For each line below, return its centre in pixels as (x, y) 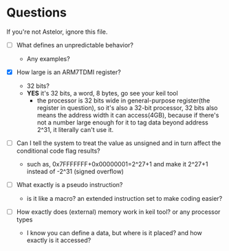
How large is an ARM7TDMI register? (68, 72)
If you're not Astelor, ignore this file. (57, 32)
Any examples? (48, 59)
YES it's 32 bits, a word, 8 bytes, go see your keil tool (102, 94)
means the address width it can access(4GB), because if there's (128, 116)
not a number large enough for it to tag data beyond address (123, 122)
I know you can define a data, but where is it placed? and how (114, 233)
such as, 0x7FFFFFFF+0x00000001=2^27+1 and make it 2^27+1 (117, 164)
